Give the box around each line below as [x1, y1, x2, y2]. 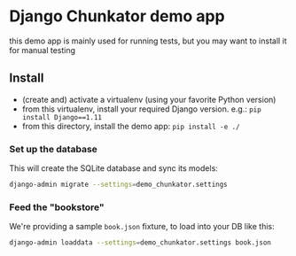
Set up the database [9, 143, 97, 155]
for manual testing [9, 44, 76, 55]
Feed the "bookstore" [9, 201, 105, 213]
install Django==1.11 [21, 112, 102, 121]
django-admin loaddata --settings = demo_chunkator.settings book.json [9, 238, 272, 247]
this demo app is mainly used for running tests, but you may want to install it [9, 35, 287, 46]
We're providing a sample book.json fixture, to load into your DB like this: [9, 221, 275, 232]
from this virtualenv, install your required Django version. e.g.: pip [21, 104, 261, 114]
